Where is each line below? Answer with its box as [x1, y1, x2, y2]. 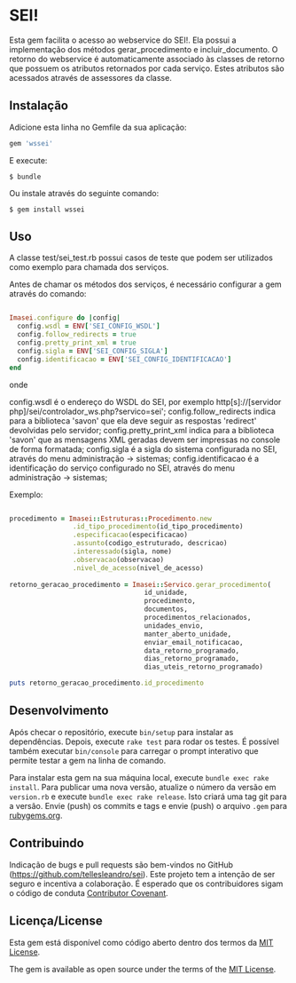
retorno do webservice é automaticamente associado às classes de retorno [9, 53, 285, 64]
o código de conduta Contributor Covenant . [9, 887, 168, 898]
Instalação [9, 99, 69, 114]
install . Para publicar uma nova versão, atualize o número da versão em [9, 781, 277, 792]
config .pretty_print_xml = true [17, 338, 137, 347]
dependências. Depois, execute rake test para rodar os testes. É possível [9, 736, 279, 747]
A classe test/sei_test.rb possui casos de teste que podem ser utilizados [9, 252, 273, 263]
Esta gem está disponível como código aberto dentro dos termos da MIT [9, 937, 274, 947]
